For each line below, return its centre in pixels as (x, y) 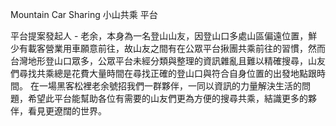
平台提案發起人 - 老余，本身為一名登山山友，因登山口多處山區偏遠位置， (159, 36)
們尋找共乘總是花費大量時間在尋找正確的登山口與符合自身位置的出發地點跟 (163, 73)
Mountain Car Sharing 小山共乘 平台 (84, 14)
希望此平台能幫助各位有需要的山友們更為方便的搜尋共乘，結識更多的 (167, 98)
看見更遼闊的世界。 (67, 111)
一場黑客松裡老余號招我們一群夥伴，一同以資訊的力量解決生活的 (170, 86)
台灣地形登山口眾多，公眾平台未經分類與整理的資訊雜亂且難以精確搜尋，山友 (168, 61)
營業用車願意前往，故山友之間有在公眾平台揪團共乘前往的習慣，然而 (185, 48)
